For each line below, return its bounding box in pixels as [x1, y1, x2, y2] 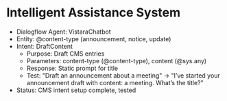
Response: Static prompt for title [26, 64, 118, 72]
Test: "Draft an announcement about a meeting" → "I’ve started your [26, 71, 220, 80]
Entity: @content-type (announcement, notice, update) [16, 34, 171, 43]
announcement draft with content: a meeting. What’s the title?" [26, 78, 204, 87]
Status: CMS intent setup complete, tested [16, 86, 136, 94]
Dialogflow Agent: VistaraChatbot [16, 27, 111, 36]
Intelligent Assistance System [6, 5, 181, 21]
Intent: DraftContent [16, 42, 73, 50]
